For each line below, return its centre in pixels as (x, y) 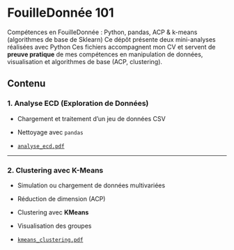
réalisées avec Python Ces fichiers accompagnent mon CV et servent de (111, 47)
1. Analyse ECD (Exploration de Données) (78, 104)
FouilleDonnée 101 (61, 13)
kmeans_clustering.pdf (50, 240)
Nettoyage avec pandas (50, 132)
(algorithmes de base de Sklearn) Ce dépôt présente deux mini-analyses (111, 39)
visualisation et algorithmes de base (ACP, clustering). (85, 61)
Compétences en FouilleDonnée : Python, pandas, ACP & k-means (102, 32)
